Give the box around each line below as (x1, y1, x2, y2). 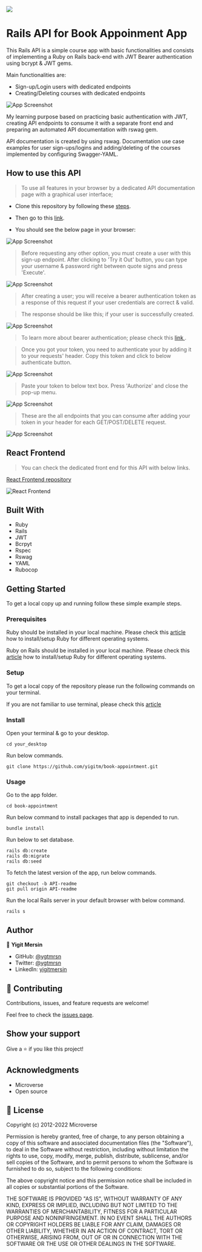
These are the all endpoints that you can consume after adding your (21, 412, 191, 419)
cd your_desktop (6, 741, 47, 747)
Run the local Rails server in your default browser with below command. (6, 897, 186, 904)
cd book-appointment (6, 803, 59, 809)
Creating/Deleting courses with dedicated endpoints (15, 89, 146, 96)
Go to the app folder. (6, 792, 58, 799)
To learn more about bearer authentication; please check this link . (21, 334, 187, 341)
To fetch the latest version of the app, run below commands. (6, 869, 157, 877)
